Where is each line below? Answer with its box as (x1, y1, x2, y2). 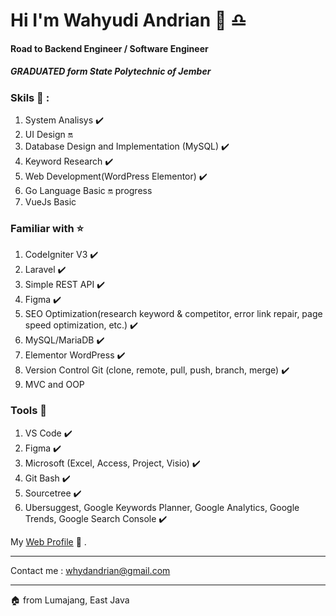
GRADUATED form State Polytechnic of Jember (10, 65, 212, 78)
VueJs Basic (24, 196, 77, 208)
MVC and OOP (24, 379, 85, 391)
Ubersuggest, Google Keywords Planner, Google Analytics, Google (24, 501, 300, 513)
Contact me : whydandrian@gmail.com (10, 564, 171, 576)
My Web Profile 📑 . (10, 535, 87, 548)
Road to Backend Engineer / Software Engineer (10, 42, 209, 54)
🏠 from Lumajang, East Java (10, 594, 130, 606)
